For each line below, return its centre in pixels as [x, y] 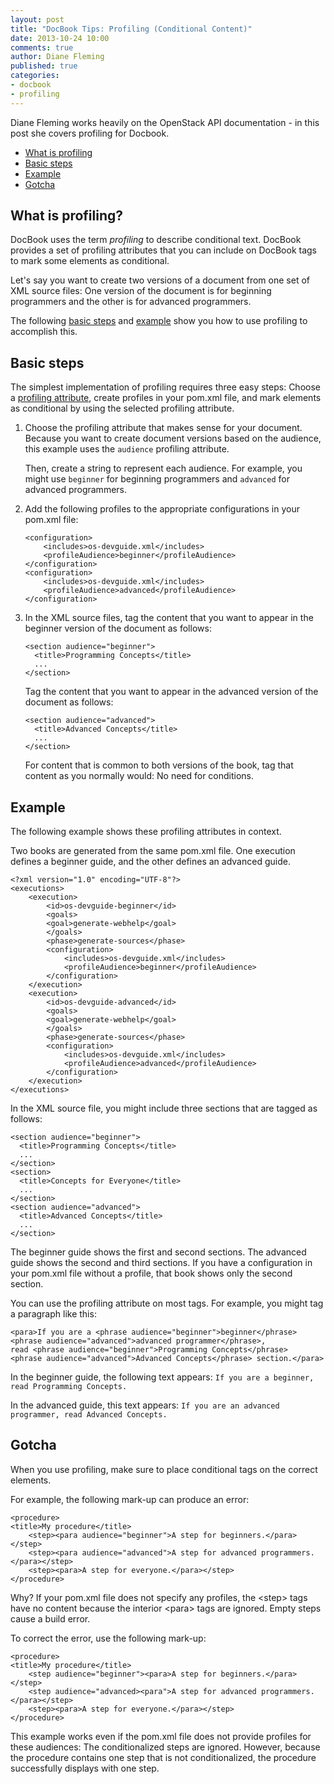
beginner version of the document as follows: [118, 628]
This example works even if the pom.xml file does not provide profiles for [161, 1736]
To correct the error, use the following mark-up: [108, 1638]
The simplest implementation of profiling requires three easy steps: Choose [165, 387]
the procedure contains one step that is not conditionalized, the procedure [163, 1757]
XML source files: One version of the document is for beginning [141, 291]
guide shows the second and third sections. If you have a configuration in [161, 1263]
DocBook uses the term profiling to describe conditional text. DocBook [156, 240]
